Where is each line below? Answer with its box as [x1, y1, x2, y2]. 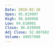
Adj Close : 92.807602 [5, 30, 50, 35]
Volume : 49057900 [5, 35, 41, 40]
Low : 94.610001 [5, 21, 36, 26]
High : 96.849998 [5, 16, 38, 21]
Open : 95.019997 [5, 12, 38, 17]
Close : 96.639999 [5, 25, 41, 30]
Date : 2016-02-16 [5, 7, 41, 12]
